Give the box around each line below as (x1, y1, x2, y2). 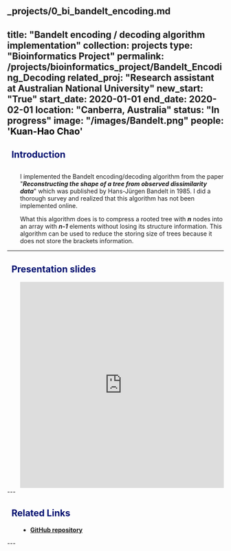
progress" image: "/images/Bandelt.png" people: (7, 115, 225, 126)
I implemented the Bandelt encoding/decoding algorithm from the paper (20, 172, 224, 181)
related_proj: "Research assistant (67, 71, 214, 83)
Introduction (11, 149, 66, 161)
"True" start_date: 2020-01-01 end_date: (7, 93, 187, 105)
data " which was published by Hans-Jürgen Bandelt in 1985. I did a (20, 187, 211, 195)
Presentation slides (11, 263, 96, 275)
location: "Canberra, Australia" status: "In (35, 104, 220, 115)
